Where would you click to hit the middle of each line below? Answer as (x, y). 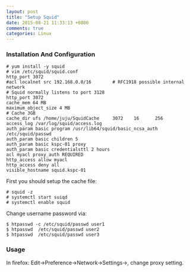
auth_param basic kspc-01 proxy (46, 145)
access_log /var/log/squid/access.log (54, 124)
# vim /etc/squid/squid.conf (42, 72)
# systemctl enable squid (38, 203)
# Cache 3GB (21, 113)
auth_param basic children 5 (42, 139)
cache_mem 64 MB (26, 103)
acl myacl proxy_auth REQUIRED (45, 155)
